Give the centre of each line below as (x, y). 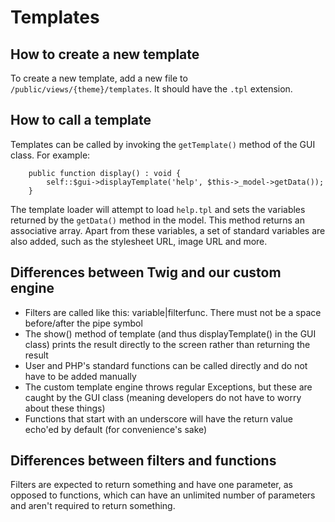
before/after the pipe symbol (83, 323)
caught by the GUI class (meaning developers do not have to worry (163, 397)
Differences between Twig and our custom (146, 272)
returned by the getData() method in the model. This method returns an (157, 220)
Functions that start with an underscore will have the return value (158, 418)
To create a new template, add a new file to (99, 78)
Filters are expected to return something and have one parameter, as (151, 485)
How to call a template (81, 120)
